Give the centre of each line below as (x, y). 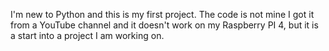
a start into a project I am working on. (87, 35)
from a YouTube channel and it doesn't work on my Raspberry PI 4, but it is (164, 25)
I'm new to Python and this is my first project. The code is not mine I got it (162, 14)
